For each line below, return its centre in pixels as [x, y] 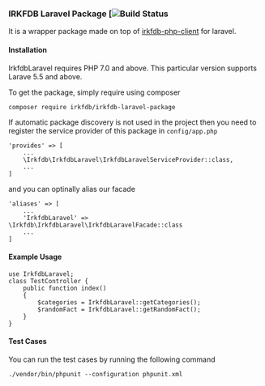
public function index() [65, 288]
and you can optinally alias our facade [72, 189]
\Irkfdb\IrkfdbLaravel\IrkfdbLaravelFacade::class [96, 225]
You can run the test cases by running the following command [112, 359]
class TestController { [49, 281]
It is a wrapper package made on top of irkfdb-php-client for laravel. [122, 32]
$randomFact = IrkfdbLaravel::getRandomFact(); [119, 309]
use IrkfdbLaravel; [41, 274]
